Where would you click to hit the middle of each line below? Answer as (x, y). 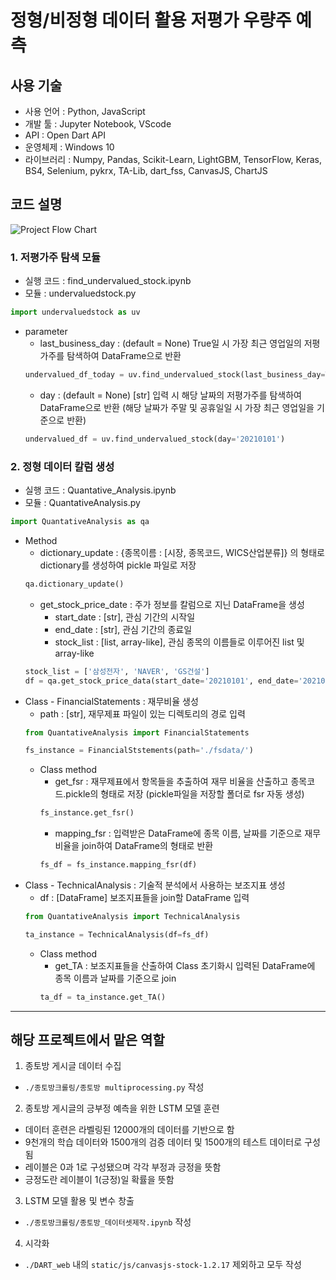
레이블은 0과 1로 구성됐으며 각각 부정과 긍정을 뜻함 (123, 1167)
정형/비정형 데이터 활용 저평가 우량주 (151, 20)
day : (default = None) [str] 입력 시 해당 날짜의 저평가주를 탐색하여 (170, 395)
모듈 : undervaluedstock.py (80, 293)
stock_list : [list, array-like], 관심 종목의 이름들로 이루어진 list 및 (179, 642)
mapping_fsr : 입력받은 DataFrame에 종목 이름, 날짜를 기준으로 (178, 833)
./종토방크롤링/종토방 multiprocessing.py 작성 (114, 1087)
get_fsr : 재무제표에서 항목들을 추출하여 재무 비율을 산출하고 (171, 782)
